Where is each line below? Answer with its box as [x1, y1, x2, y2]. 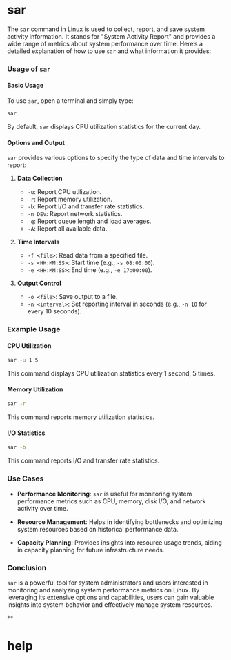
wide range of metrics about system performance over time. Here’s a [7, 39, 203, 48]
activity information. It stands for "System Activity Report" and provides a [7, 32, 216, 40]
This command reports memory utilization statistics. [7, 413, 155, 421]
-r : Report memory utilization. [27, 195, 112, 204]
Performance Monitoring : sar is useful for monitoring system [17, 489, 192, 498]
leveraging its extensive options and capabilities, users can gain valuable [7, 593, 214, 601]
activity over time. [17, 504, 69, 512]
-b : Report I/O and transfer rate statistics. [27, 202, 145, 211]
